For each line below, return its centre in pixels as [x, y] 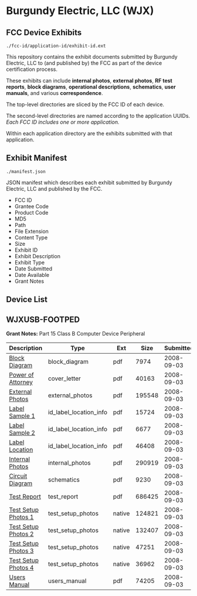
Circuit [18, 476]
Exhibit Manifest [37, 158]
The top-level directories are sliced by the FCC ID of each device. [85, 104]
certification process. [32, 69]
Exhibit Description [37, 256]
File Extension [31, 231]
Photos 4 [21, 568]
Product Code [31, 212]
